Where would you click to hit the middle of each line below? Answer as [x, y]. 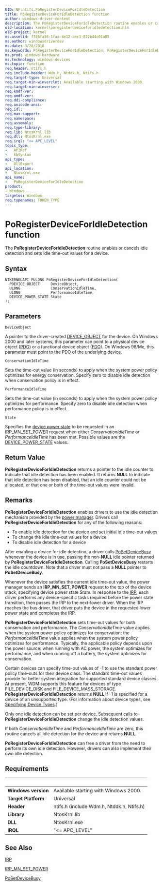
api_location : [19, 168]
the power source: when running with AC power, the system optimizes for [78, 648]
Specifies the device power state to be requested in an [60, 426]
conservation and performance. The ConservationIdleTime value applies [77, 627]
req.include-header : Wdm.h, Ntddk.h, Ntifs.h [52, 73]
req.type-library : [24, 127]
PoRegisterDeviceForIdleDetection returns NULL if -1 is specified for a [76, 694]
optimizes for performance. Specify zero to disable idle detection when [76, 403]
